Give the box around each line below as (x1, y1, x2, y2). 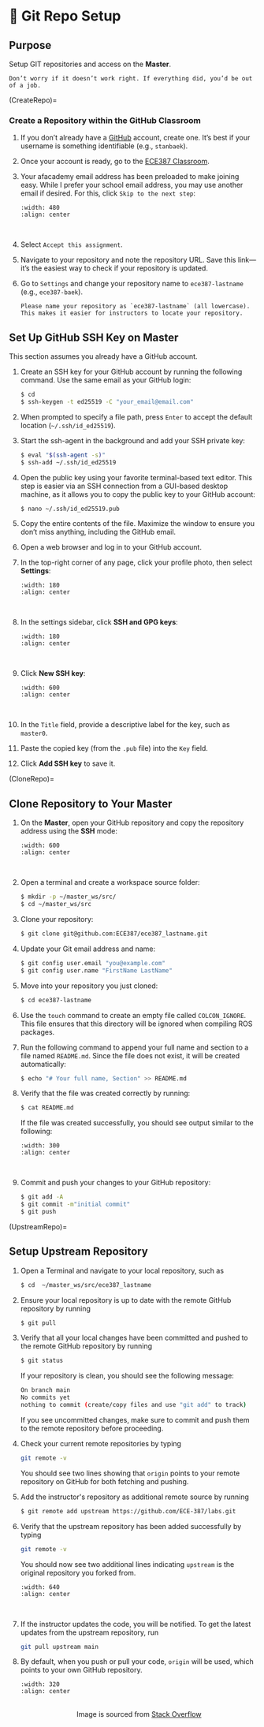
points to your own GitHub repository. (20, 1665, 143, 1675)
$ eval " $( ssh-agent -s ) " (20, 451, 106, 459)
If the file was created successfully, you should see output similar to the (20, 1118, 255, 1128)
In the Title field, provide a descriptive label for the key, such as (20, 720, 231, 729)
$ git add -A (20, 1193, 64, 1201)
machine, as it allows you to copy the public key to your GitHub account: (20, 489, 255, 499)
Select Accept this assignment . (20, 240, 123, 249)
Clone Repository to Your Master (9, 796, 173, 811)
